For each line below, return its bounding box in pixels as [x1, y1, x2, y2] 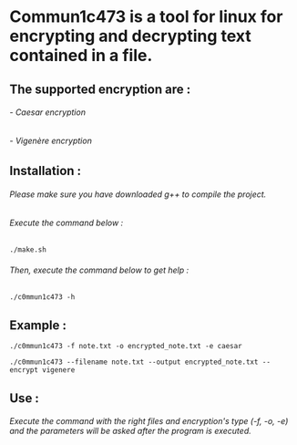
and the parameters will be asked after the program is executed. [9, 426, 252, 437]
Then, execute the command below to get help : [9, 264, 189, 275]
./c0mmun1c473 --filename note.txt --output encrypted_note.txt [9, 357, 259, 367]
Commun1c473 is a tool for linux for [9, 6, 283, 27]
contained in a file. [9, 46, 153, 66]
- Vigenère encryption [9, 135, 93, 146]
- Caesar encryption [9, 107, 87, 118]
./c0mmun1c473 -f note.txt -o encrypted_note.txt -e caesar [9, 342, 243, 351]
